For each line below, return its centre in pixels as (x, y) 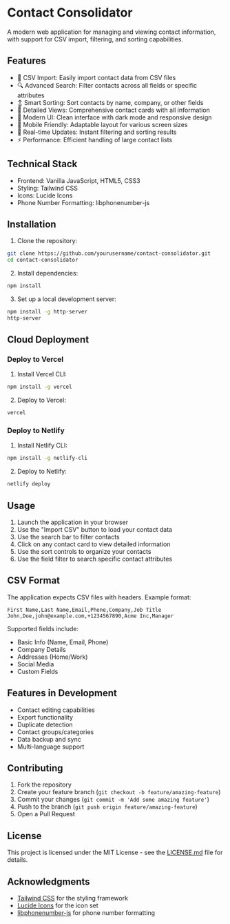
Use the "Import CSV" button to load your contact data (95, 530)
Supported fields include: (43, 628)
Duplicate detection (45, 724)
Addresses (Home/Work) (52, 657)
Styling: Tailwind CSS (47, 188)
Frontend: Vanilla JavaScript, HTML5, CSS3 (79, 180)
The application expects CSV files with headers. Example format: (99, 597)
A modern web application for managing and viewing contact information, (112, 32)
